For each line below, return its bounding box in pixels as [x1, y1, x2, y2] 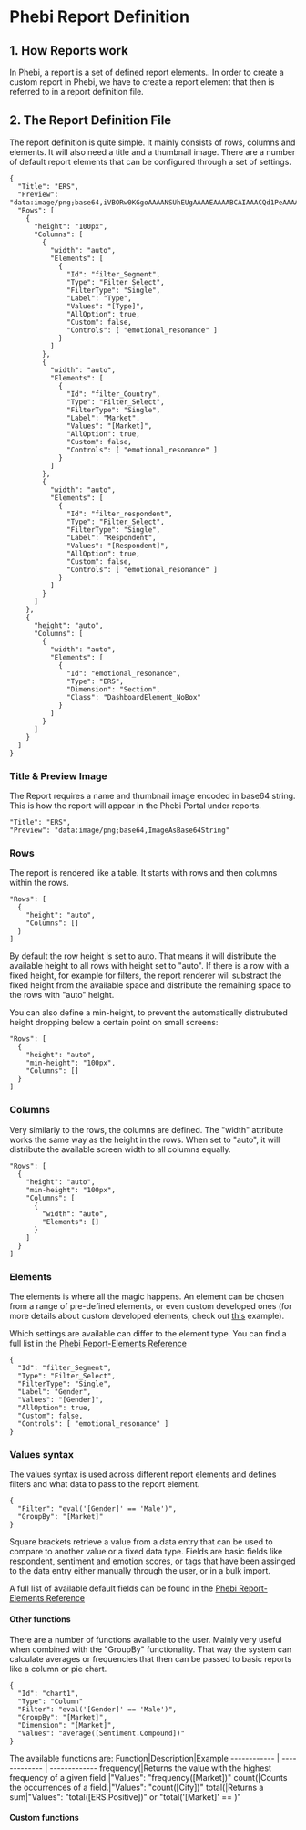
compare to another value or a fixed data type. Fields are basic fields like [9, 1546, 283, 1557]
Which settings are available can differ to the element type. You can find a [9, 1328, 287, 1338]
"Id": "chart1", [17, 1689, 79, 1698]
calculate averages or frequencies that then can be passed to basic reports [9, 1653, 292, 1664]
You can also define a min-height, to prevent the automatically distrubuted [9, 1007, 289, 1018]
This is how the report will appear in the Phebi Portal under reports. [9, 800, 262, 811]
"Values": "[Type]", [66, 301, 145, 311]
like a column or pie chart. [9, 1663, 107, 1674]
